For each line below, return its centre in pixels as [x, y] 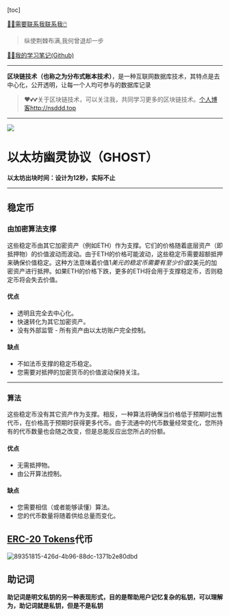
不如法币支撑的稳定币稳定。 [56, 364]
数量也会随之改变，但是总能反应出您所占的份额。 [100, 432]
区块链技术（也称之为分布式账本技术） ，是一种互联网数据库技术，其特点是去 [114, 76]
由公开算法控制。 [41, 473]
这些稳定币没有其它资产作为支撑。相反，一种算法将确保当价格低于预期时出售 [115, 415]
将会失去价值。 [40, 280]
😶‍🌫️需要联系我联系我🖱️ [37, 24]
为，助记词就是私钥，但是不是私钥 [55, 606]
